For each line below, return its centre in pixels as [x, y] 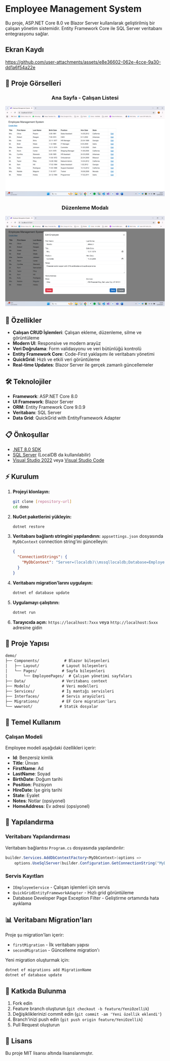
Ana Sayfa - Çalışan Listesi [85, 98]
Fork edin [23, 1003]
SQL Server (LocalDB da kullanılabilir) [52, 454]
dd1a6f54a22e [20, 67]
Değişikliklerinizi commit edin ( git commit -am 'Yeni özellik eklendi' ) [87, 1014]
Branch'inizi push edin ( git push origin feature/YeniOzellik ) [78, 1019]
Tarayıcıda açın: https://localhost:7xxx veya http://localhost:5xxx [85, 622]
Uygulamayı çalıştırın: [36, 602]
